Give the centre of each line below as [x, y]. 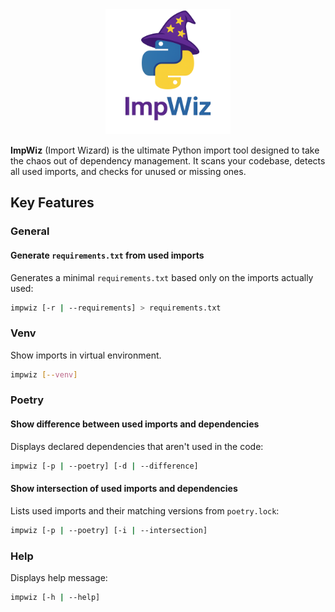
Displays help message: [59, 577]
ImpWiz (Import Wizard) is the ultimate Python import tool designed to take [165, 150]
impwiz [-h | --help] [55, 597]
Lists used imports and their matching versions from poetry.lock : [145, 510]
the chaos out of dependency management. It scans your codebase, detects [168, 161]
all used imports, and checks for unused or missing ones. [128, 171]
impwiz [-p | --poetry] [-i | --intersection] [109, 530]
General [30, 231]
